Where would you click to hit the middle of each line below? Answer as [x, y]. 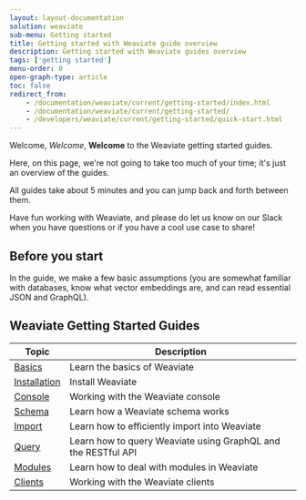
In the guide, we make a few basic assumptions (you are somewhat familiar [150, 278]
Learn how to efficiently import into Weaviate [165, 426]
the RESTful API [103, 452]
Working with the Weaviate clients [142, 482]
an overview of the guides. [59, 173]
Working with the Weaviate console [145, 396]
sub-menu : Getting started [61, 35]
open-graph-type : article [58, 77]
